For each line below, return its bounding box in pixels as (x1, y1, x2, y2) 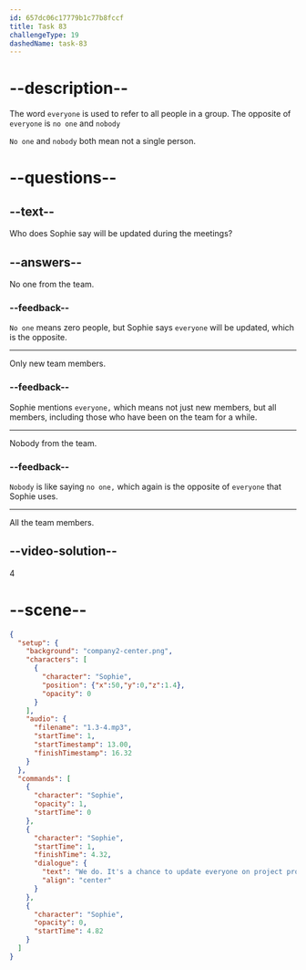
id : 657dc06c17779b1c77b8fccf (9, 13, 125, 23)
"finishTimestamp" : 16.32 (33, 748, 132, 757)
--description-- (9, 78, 129, 99)
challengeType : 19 (9, 30, 79, 39)
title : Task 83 (9, 22, 67, 31)
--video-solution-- (9, 544, 117, 559)
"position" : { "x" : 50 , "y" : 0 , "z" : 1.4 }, (42, 681, 186, 690)
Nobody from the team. (9, 437, 97, 448)
